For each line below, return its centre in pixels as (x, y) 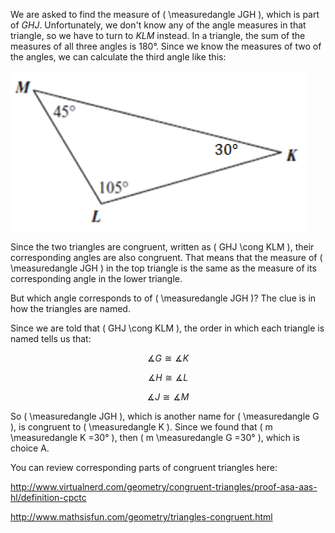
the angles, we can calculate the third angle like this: (118, 57)
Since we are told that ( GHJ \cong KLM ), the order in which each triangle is (167, 328)
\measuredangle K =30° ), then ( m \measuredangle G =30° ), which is (155, 437)
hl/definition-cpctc (48, 497)
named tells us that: (51, 338)
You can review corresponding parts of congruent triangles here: (144, 467)
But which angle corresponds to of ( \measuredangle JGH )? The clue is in (163, 298)
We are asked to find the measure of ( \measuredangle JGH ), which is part (165, 14)
